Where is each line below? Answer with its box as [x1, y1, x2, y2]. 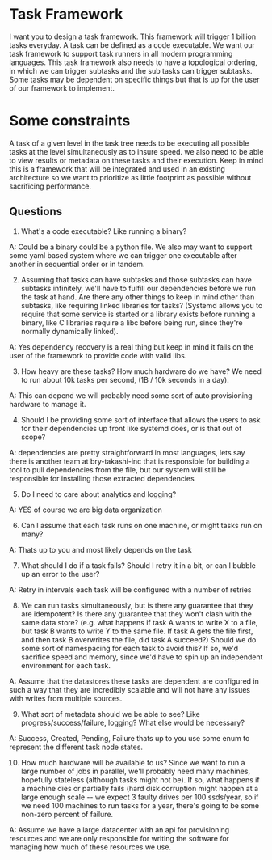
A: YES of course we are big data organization [9, 505, 162, 515]
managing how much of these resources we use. [9, 842, 172, 852]
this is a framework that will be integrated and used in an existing [9, 163, 225, 174]
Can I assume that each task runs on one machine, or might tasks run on [20, 520, 262, 530]
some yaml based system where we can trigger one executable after [9, 250, 237, 260]
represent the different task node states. [9, 742, 144, 752]
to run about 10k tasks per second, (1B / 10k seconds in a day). [20, 375, 229, 384]
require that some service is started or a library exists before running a [20, 309, 256, 319]
